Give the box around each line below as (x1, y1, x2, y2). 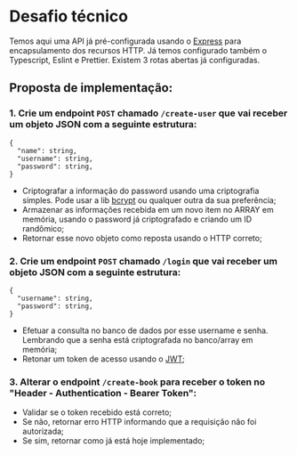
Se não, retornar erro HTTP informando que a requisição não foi (21, 417, 257, 427)
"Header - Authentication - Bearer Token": (9, 386, 197, 399)
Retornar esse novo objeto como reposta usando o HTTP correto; (21, 232, 262, 243)
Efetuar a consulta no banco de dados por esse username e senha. (21, 325, 269, 336)
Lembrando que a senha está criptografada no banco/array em (21, 334, 253, 345)
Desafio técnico (9, 6, 129, 27)
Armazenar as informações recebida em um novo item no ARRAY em (21, 204, 274, 215)
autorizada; (21, 426, 64, 437)
